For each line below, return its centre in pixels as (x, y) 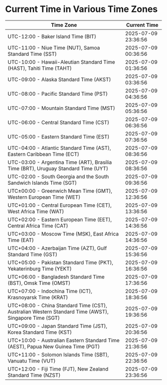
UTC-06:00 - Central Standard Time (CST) (58, 122)
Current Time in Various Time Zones (82, 9)
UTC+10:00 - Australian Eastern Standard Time (64, 340)
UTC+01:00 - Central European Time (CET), (60, 205)
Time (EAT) (21, 240)
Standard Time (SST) (32, 54)
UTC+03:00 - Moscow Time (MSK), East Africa (63, 234)
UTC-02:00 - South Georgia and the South (58, 176)
